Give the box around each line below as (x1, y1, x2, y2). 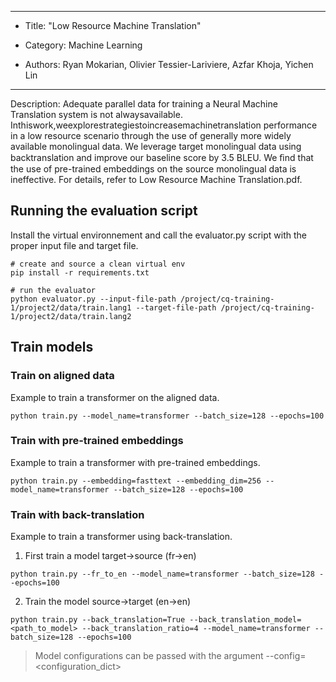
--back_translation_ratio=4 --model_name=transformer (81, 624, 311, 634)
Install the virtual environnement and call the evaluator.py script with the (10, 229, 307, 241)
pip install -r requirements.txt (10, 267, 150, 278)
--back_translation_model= (189, 615, 302, 625)
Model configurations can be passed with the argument (34, 650, 264, 662)
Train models (10, 339, 94, 356)
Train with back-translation (10, 507, 145, 521)
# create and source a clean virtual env (10, 259, 186, 269)
